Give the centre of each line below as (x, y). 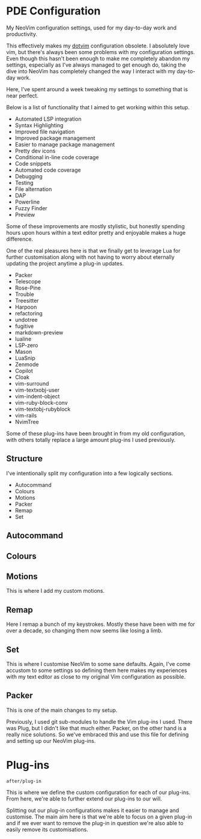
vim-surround (32, 383)
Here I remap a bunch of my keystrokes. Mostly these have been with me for (101, 624)
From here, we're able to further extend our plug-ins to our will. (84, 798)
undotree (26, 320)
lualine (23, 339)
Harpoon (26, 307)
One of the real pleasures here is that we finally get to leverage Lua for (93, 250)
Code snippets (33, 163)
